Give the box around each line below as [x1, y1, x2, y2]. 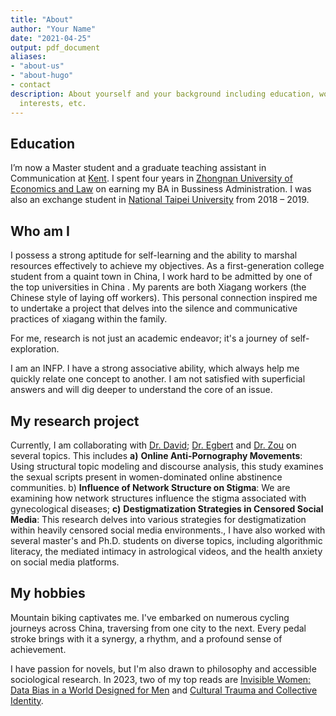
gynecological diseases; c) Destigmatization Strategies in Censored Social [10, 502, 324, 515]
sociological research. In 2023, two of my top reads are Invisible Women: [10, 673, 312, 685]
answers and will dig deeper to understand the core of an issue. [10, 384, 273, 396]
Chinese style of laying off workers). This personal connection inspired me [10, 292, 318, 304]
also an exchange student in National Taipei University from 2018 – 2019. [10, 194, 310, 206]
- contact [10, 80, 52, 90]
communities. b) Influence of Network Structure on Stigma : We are [10, 481, 291, 493]
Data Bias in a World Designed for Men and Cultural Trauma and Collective [10, 684, 318, 696]
